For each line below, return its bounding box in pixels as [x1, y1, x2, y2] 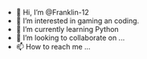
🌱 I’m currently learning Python [15, 25, 119, 33]
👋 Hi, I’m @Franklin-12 [15, 8, 90, 17]
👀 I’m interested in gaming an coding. [15, 16, 140, 26]
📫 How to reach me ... [15, 42, 91, 51]
